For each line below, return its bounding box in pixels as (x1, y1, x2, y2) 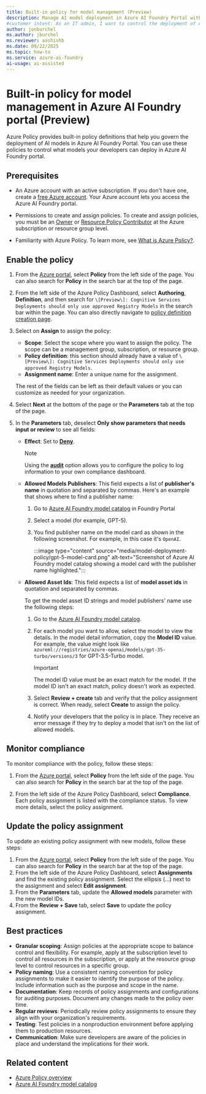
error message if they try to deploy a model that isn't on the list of (33, 720, 200, 727)
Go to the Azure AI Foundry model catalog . (33, 615, 142, 623)
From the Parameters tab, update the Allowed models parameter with (15, 888, 193, 896)
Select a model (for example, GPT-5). (33, 517, 128, 524)
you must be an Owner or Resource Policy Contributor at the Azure (15, 219, 185, 226)
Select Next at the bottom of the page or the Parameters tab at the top (15, 401, 194, 408)
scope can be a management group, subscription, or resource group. (24, 346, 199, 353)
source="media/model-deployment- (96, 547, 187, 554)
